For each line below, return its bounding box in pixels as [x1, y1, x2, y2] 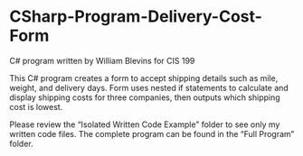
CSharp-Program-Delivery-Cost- [9, 6, 262, 27]
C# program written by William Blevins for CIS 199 [9, 55, 195, 66]
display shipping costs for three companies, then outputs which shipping [9, 92, 280, 103]
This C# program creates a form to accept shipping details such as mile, [9, 72, 279, 83]
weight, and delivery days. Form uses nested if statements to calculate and [9, 82, 289, 93]
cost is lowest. [9, 101, 63, 112]
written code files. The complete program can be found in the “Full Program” [9, 128, 295, 139]
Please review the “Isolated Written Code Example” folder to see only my [9, 119, 280, 130]
